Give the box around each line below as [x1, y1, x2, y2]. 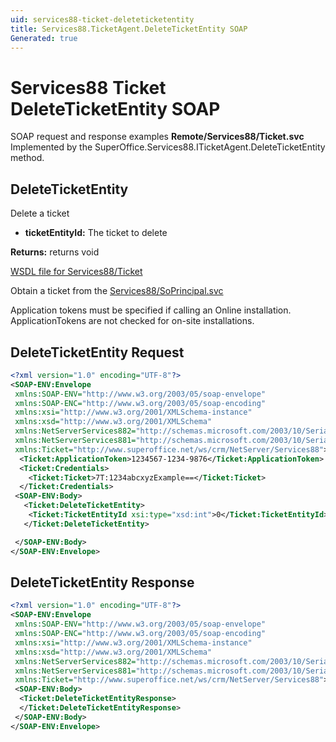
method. [10, 152, 45, 164]
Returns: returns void [10, 246, 100, 258]
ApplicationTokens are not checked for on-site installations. [10, 315, 255, 327]
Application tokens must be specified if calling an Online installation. [10, 304, 292, 316]
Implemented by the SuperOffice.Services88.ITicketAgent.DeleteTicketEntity [10, 141, 326, 153]
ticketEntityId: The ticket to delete [24, 227, 168, 239]
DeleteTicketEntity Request [10, 344, 185, 361]
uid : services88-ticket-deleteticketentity [10, 14, 195, 25]
